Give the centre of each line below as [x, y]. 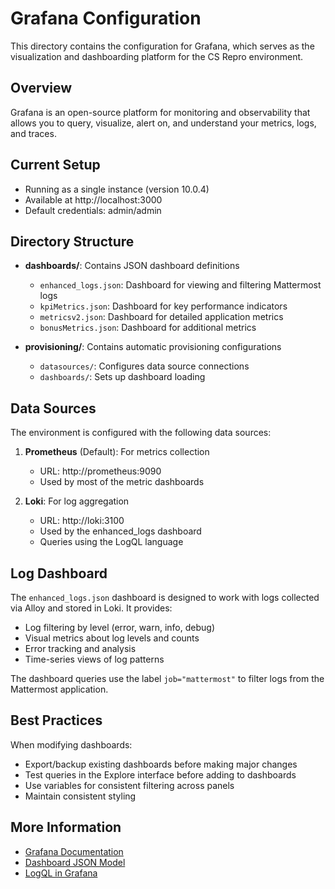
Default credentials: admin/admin [93, 210]
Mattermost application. [59, 689]
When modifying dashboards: [71, 744]
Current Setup [55, 165]
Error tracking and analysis [80, 648]
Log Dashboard [59, 573]
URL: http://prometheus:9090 [100, 471]
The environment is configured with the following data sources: [141, 433]
